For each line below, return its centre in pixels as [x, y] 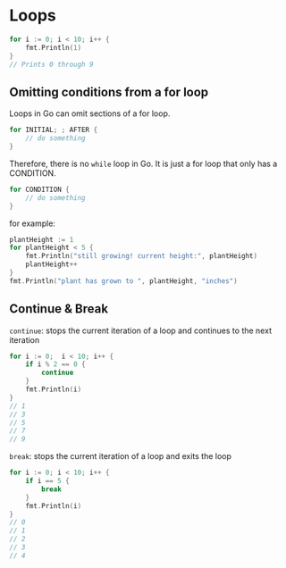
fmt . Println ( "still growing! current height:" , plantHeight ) [141, 256]
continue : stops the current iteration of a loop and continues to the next [141, 330]
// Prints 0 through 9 [51, 64]
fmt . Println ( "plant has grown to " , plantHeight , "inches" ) [124, 281]
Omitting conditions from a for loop [109, 92]
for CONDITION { [39, 189]
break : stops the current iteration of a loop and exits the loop [121, 456]
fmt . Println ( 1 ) [54, 47]
